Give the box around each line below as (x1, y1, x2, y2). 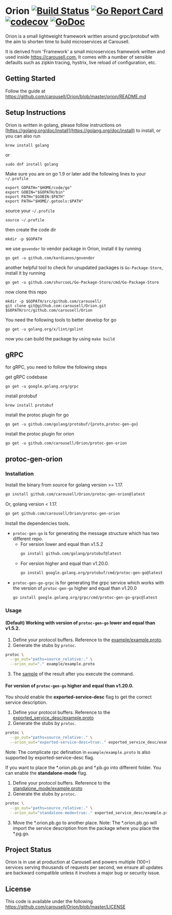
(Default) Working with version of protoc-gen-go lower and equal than (5, 619, 155, 626)
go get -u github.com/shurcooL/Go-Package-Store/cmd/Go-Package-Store (5, 280, 159, 285)
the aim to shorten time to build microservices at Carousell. (5, 39, 130, 45)
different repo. (12, 536, 44, 542)
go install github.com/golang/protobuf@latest (20, 551, 122, 556)
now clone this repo (5, 289, 47, 295)
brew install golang (5, 143, 50, 148)
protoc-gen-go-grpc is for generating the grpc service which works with (12, 579, 164, 585)
